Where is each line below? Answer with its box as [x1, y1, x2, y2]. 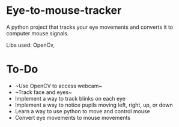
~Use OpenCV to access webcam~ [14, 82, 103, 89]
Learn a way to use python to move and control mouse [14, 107, 150, 114]
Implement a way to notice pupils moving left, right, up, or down [14, 101, 173, 108]
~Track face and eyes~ [14, 88, 72, 96]
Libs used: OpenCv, [6, 41, 55, 49]
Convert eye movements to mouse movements [14, 114, 131, 121]
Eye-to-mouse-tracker [6, 4, 122, 17]
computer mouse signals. [6, 29, 69, 37]
